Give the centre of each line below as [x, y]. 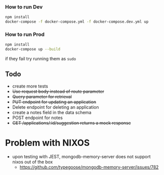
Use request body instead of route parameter [58, 91]
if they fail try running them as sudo [41, 59]
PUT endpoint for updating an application [54, 102]
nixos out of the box [33, 162]
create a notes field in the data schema [52, 112]
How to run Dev [24, 7]
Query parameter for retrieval [42, 96]
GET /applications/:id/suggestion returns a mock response [72, 123]
